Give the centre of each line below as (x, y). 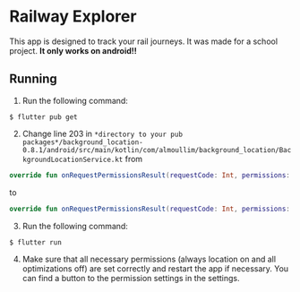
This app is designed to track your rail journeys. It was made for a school (144, 41)
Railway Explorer (73, 17)
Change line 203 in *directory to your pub (103, 133)
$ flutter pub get (43, 117)
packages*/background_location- (82, 142)
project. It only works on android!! (73, 50)
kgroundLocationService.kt (73, 159)
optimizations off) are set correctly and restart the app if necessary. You (155, 268)
